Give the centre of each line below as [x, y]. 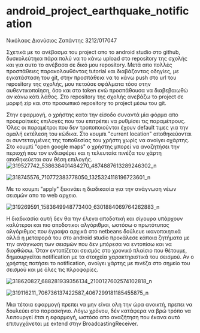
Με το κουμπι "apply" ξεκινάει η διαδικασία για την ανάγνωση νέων [91, 189]
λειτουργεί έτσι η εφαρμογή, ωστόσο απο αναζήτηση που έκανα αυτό [93, 317]
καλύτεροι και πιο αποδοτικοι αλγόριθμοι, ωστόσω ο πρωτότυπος [88, 225]
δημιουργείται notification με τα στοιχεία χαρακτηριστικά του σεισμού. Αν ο [100, 257]
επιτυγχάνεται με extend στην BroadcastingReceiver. [72, 323]
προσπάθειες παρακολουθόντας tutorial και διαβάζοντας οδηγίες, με [93, 71]
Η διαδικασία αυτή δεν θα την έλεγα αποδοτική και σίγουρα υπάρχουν [95, 218]
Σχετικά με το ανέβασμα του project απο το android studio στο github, [93, 52]
